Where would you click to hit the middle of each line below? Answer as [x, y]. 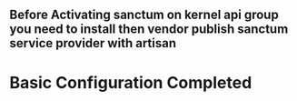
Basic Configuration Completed [131, 82]
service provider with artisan [93, 43]
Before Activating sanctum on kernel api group [144, 15]
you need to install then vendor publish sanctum [149, 30]
